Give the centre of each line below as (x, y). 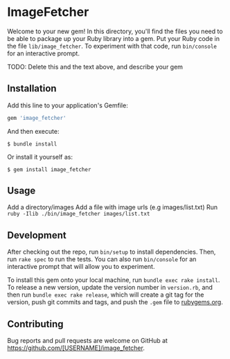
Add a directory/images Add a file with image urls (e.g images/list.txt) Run (113, 207)
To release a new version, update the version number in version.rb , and (110, 288)
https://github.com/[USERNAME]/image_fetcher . (76, 348)
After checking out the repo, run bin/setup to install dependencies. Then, (112, 252)
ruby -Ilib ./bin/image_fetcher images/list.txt (79, 214)
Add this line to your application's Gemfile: (68, 105)
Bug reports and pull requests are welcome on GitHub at (88, 341)
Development (37, 235)
